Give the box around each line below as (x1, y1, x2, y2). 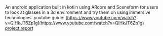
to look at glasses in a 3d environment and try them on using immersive (5, 9, 151, 15)
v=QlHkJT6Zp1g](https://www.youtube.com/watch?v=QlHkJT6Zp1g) (5, 20, 144, 26)
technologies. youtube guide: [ (5, 15, 68, 20)
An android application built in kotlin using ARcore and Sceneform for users (5, 4, 159, 10)
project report (5, 25, 34, 31)
